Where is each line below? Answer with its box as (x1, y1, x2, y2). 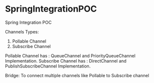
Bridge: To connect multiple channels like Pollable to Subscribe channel (5, 72, 149, 78)
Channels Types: (5, 29, 39, 34)
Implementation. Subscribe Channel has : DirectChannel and (5, 58, 127, 64)
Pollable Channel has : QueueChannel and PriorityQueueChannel (5, 52, 136, 59)
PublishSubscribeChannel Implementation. (5, 63, 91, 69)
